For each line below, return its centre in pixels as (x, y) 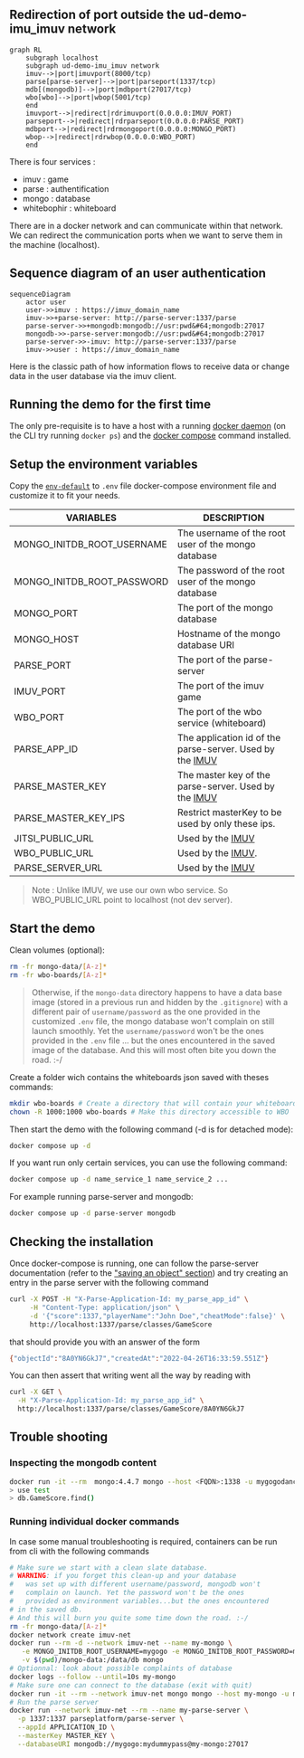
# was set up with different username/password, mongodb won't (135, 1584)
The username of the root (232, 533)
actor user (46, 302)
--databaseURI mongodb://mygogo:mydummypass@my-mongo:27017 (133, 1744)
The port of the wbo (219, 712)
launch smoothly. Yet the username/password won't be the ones (147, 1031)
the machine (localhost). (55, 244)
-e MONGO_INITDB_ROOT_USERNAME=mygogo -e (100, 1652)
